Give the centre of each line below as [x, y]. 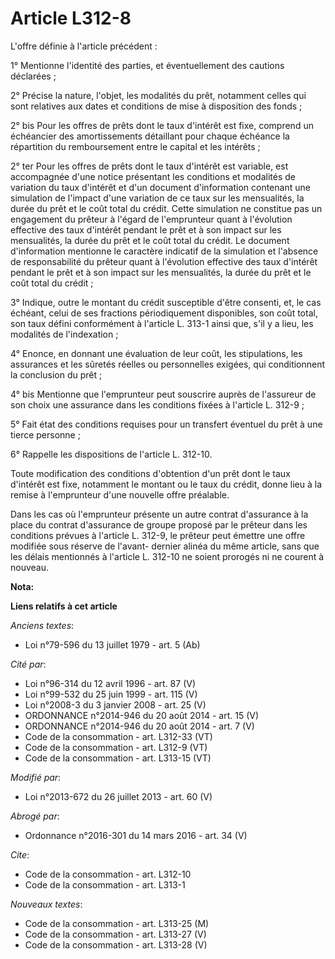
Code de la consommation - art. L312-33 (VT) [118, 736]
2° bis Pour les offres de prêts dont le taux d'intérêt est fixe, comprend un [162, 125]
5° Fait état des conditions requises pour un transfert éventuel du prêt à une [166, 424]
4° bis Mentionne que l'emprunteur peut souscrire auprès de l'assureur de [163, 394]
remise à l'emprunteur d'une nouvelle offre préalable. [120, 494]
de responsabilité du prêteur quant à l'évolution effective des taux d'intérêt [164, 261]
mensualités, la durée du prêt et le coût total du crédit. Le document [150, 240]
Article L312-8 [71, 18]
